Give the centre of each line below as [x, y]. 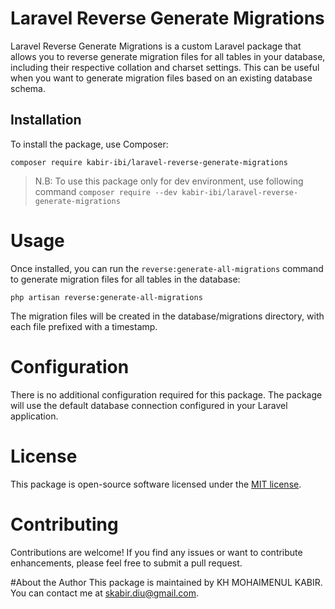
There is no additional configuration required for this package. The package [166, 394]
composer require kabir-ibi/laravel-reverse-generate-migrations [149, 162]
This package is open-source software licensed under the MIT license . [156, 484]
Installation [46, 120]
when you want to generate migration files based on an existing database [161, 78]
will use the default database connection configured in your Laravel [149, 405]
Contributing [64, 524]
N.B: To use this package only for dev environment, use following [169, 181]
